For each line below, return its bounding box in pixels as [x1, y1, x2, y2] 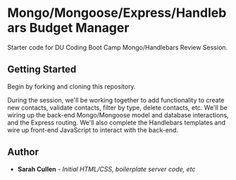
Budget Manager [29, 20, 130, 36]
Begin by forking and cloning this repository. [7, 82, 136, 91]
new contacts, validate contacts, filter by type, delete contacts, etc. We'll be [7, 103, 228, 112]
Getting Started [7, 63, 77, 75]
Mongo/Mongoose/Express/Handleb [7, 5, 227, 21]
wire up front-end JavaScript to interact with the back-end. [7, 125, 178, 134]
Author [7, 146, 39, 158]
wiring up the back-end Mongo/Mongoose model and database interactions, [7, 110, 229, 119]
